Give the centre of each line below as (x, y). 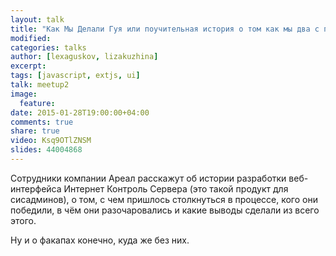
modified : (31, 38)
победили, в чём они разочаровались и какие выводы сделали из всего (165, 210)
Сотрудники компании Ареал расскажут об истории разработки (148, 178)
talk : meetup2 (40, 85)
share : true (35, 131)
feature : (37, 103)
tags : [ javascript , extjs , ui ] (75, 76)
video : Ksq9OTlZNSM (51, 141)
